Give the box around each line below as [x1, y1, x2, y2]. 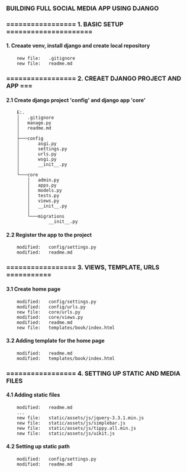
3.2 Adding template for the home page [6, 337, 105, 344]
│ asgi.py [17, 141, 57, 147]
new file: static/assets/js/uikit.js [17, 430, 115, 436]
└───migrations [27, 214, 65, 220]
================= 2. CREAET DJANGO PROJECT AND [6, 74, 182, 83]
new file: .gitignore [17, 55, 76, 62]
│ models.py [27, 188, 62, 194]
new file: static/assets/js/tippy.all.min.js [17, 425, 136, 431]
